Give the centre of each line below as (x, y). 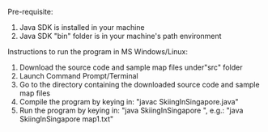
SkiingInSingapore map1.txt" (66, 119)
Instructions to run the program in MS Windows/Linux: (98, 51)
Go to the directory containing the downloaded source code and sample (139, 85)
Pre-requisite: (30, 12)
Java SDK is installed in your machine (82, 27)
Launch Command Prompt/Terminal (79, 76)
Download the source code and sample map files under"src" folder (131, 67)
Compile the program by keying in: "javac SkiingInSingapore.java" (129, 102)
